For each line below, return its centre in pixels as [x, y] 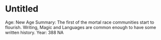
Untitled [22, 9]
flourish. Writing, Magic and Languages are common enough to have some [80, 27]
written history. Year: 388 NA [34, 32]
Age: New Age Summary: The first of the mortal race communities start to [80, 22]
